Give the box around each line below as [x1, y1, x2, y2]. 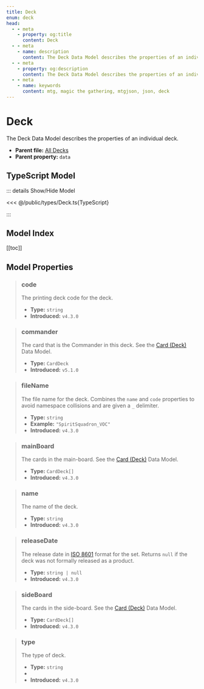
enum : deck [6, 15, 34, 21]
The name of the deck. [21, 503, 78, 510]
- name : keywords [17, 83, 61, 89]
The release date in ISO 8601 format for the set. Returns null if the [21, 550, 188, 558]
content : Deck [22, 37, 59, 43]
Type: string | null [30, 568, 83, 576]
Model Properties [6, 262, 73, 272]
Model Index [6, 228, 55, 238]
